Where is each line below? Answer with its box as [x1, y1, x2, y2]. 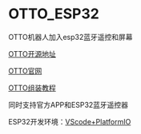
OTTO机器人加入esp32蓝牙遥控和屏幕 [8, 32, 133, 41]
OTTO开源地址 [8, 49, 56, 58]
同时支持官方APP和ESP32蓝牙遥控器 [8, 100, 129, 109]
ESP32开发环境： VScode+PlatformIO [8, 116, 131, 126]
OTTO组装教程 [8, 83, 56, 93]
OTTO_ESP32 [8, 5, 100, 23]
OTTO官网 [8, 65, 42, 76]
